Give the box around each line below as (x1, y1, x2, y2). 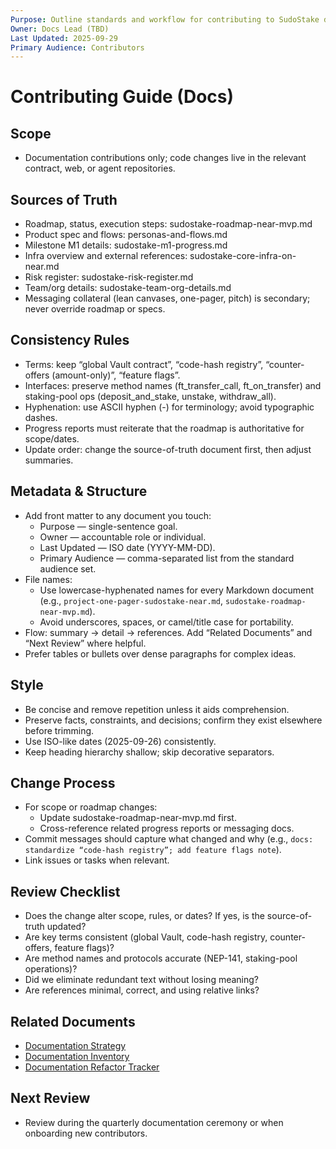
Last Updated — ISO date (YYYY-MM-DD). (39, 541, 216, 553)
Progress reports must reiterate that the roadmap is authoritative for (24, 422, 305, 434)
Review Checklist (10, 883, 121, 900)
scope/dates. (24, 432, 80, 445)
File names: (24, 573, 73, 585)
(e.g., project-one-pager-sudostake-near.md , (39, 594, 223, 606)
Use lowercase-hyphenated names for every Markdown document (39, 584, 315, 596)
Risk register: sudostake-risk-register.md (24, 271, 194, 283)
